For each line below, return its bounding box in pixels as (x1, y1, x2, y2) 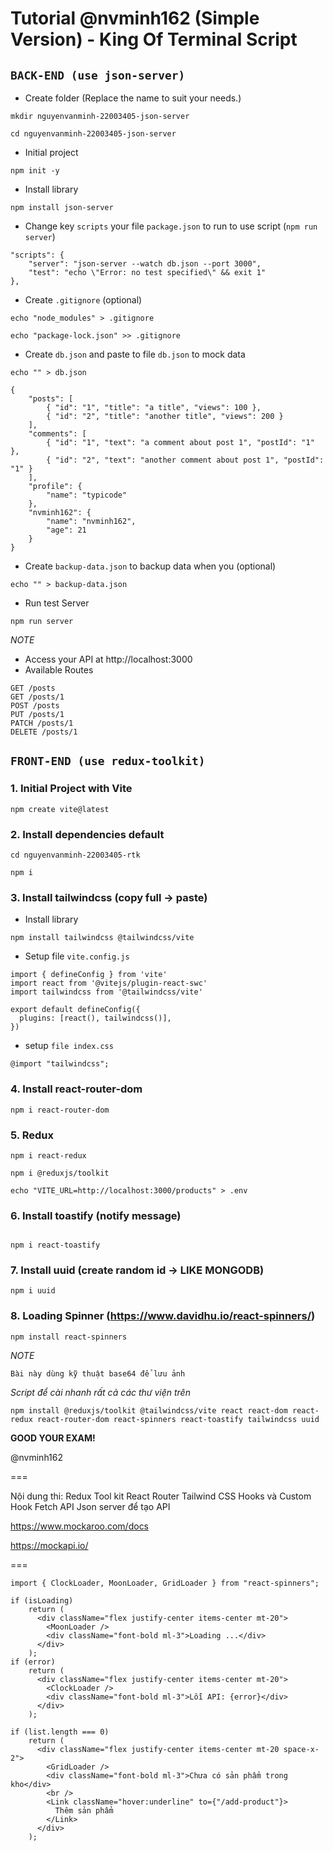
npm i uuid (10, 1286, 56, 1296)
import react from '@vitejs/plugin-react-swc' (10, 978, 208, 989)
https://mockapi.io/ (10, 1539, 89, 1551)
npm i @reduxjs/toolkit (10, 1168, 110, 1178)
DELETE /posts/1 (10, 727, 78, 737)
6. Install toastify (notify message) (10, 1208, 182, 1222)
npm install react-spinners (10, 1332, 128, 1342)
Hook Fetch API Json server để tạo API (10, 1500, 171, 1512)
